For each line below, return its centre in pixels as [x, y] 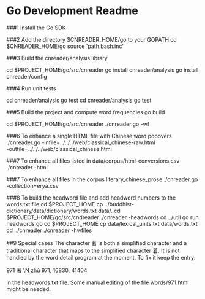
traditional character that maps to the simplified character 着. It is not [93, 250]
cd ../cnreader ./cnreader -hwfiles [49, 230]
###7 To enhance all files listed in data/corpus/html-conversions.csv [93, 161]
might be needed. [28, 289]
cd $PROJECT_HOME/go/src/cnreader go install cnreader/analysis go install [102, 70]
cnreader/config [27, 76]
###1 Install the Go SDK [36, 28]
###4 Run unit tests [31, 88]
